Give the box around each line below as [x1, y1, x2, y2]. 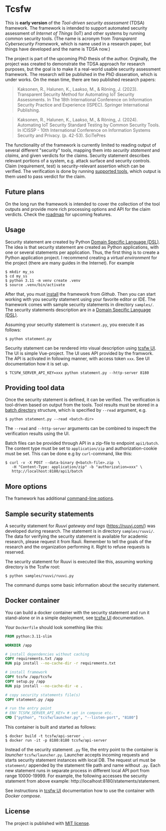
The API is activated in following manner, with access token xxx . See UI [5, 356, 150, 361]
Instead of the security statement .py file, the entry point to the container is [5, 747, 158, 752]
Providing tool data [5, 384, 65, 392]
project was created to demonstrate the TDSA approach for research [5, 61, 145, 67]
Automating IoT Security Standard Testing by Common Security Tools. [17, 122, 160, 128]
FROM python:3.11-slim [5, 633, 52, 639]
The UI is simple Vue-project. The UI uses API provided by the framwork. [5, 350, 154, 356]
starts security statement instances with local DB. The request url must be [5, 757, 156, 763]
